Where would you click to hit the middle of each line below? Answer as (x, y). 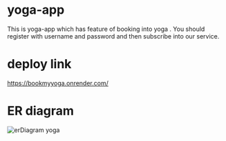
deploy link (39, 64)
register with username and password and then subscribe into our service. (113, 36)
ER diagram (41, 111)
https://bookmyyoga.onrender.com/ (58, 83)
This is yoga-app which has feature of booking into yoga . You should (106, 29)
